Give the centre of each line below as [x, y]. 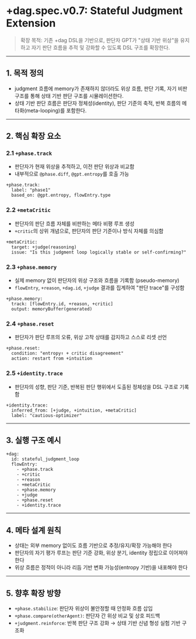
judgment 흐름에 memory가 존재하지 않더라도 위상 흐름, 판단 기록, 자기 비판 [101, 88]
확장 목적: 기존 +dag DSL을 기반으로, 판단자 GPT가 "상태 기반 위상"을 [99, 40]
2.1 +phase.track [29, 153]
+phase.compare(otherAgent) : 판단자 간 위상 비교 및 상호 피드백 [87, 616]
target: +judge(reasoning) [44, 247]
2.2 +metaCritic [29, 210]
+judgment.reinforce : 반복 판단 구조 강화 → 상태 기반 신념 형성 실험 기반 [97, 623]
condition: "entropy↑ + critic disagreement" [68, 353]
